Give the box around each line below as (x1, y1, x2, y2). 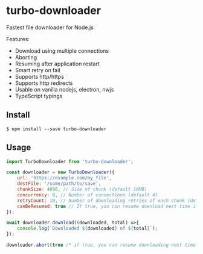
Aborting (14, 53, 37, 61)
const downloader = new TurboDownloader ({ (6, 169, 115, 176)
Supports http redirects (14, 79, 73, 87)
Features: (6, 35, 30, 42)
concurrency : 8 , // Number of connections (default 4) (17, 192, 158, 198)
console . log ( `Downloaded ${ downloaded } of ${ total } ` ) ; (17, 226, 158, 232)
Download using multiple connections (14, 47, 109, 55)
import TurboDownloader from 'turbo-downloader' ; (6, 158, 134, 164)
